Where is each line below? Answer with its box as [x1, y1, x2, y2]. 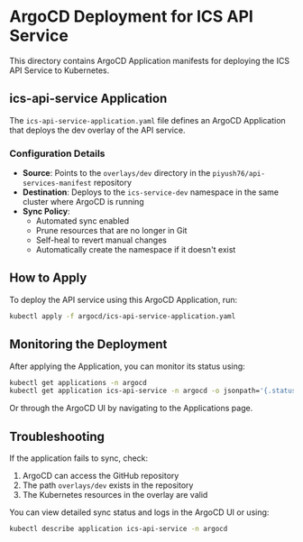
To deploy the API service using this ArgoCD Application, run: [9, 294, 237, 305]
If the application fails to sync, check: [9, 453, 149, 464]
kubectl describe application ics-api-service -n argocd [9, 525, 228, 534]
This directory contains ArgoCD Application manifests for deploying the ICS [9, 55, 290, 66]
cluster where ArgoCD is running [22, 197, 144, 207]
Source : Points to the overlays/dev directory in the [22, 168, 211, 179]
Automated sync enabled [35, 216, 130, 226]
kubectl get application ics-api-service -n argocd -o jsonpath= [9, 386, 260, 396]
